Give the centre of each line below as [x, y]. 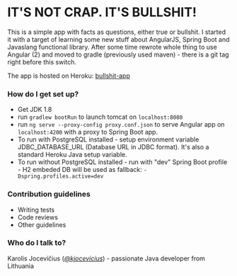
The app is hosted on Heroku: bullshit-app [69, 76]
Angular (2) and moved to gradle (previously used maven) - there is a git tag [118, 54]
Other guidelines [42, 224]
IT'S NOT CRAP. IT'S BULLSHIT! [102, 12]
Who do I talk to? [37, 243]
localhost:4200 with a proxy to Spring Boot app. [87, 132]
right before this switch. [42, 62]
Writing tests [36, 209]
